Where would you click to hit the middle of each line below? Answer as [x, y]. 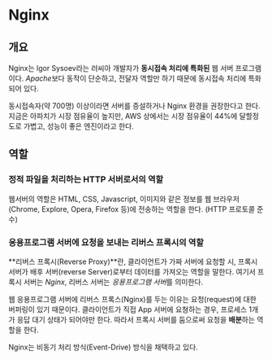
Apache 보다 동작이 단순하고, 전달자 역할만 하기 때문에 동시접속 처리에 [136, 78]
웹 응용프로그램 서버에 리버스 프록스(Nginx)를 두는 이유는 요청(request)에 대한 [133, 299]
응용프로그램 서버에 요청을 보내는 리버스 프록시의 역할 [106, 242]
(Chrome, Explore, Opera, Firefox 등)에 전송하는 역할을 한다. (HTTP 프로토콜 [132, 209]
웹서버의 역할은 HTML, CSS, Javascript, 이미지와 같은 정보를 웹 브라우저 [124, 199]
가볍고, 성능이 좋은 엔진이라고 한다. [78, 126]
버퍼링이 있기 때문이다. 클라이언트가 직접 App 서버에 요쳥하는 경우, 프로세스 [128, 309]
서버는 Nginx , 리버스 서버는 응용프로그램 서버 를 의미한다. [113, 282]
